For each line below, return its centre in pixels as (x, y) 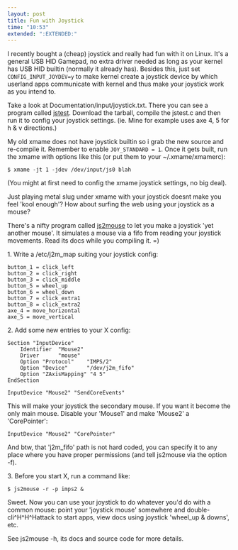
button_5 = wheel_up (38, 286)
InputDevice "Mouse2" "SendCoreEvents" (66, 393)
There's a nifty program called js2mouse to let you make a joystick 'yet (110, 226)
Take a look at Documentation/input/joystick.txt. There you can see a (108, 105)
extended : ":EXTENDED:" (42, 34)
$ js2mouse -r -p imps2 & (45, 489)
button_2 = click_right (42, 274)
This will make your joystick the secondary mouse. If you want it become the (119, 406)
